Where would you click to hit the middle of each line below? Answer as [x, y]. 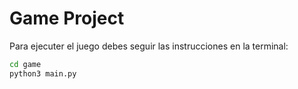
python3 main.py [43, 73]
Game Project [67, 18]
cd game [25, 64]
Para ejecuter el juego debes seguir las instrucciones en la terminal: [149, 46]
